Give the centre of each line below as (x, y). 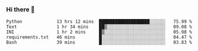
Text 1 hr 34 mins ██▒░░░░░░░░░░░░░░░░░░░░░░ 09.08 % (99, 27)
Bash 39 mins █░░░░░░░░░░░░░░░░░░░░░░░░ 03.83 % (99, 43)
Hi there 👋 (21, 9)
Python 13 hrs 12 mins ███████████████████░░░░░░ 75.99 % (99, 22)
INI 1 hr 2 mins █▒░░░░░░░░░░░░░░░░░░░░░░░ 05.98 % (99, 32)
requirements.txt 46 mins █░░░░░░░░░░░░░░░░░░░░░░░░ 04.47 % (99, 37)
